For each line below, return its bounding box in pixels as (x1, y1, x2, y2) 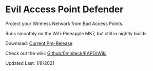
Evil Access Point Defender (5, 4, 124, 15)
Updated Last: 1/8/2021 (5, 60, 55, 66)
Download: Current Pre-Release (5, 40, 73, 46)
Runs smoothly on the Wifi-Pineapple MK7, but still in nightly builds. (5, 30, 148, 36)
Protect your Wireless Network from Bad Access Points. (5, 20, 124, 27)
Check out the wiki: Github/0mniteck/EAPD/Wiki (5, 50, 107, 56)
